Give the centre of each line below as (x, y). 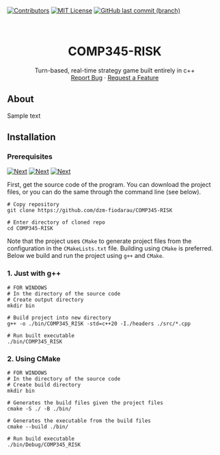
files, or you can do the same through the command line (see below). (104, 192)
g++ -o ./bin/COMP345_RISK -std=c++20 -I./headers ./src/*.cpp (99, 324)
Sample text (24, 116)
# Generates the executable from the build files (79, 421)
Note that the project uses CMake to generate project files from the (99, 241)
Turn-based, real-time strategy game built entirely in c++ (115, 70)
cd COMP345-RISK (30, 229)
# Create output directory (45, 300)
